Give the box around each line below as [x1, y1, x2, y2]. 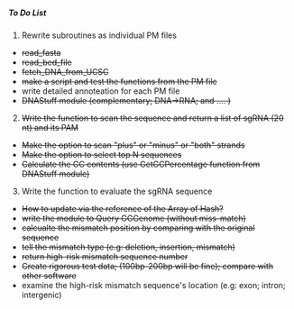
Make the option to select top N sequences [21, 149, 182, 159]
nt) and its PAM [21, 122, 78, 132]
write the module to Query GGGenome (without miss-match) [21, 213, 247, 223]
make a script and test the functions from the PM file [21, 76, 217, 86]
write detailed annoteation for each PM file [21, 86, 180, 96]
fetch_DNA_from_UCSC [21, 66, 109, 77]
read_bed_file [21, 57, 73, 68]
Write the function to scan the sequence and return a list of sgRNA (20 [21, 113, 284, 123]
